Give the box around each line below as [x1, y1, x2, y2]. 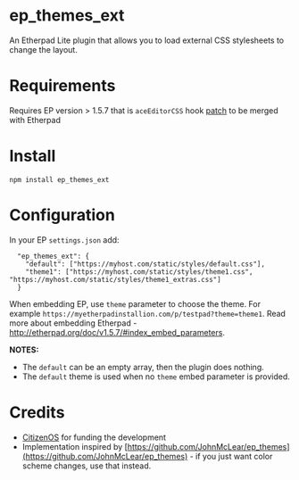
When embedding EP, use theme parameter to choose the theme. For [9, 298, 262, 309]
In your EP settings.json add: [9, 234, 120, 245]
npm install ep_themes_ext [9, 175, 110, 184]
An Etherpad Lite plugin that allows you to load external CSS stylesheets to [9, 35, 285, 46]
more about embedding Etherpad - [9, 318, 137, 328]
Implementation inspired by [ [21, 441, 128, 451]
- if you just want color [189, 451, 273, 461]
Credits [9, 402, 65, 422]
